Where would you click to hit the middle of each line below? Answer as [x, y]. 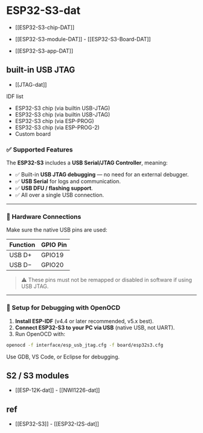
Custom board [33, 133]
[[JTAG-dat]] [31, 84]
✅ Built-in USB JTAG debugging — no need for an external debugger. [102, 175]
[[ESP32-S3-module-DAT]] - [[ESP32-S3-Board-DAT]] [83, 39]
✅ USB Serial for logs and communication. [68, 181]
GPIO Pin [54, 245]
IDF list [15, 96]
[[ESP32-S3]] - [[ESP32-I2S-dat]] [57, 424]
